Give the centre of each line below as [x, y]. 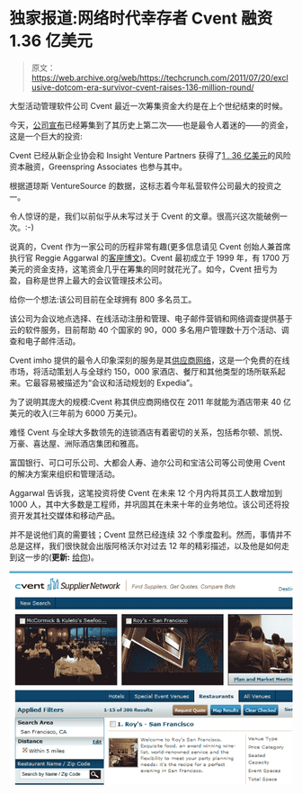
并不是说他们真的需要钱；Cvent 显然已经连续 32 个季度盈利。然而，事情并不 [151, 534]
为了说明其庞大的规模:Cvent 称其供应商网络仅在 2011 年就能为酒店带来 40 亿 [151, 402]
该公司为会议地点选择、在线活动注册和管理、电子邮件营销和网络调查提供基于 [151, 318]
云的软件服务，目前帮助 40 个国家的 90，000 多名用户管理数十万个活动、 [145, 329]
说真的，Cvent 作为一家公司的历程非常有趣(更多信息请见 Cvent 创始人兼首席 [150, 246]
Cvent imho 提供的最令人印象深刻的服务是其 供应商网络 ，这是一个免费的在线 [150, 360]
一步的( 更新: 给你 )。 [62, 557]
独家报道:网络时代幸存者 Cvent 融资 [141, 18]
